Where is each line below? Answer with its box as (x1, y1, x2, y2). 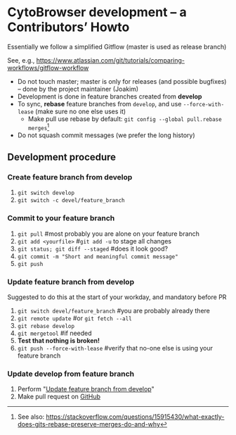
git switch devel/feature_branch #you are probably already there (17, 306, 211, 315)
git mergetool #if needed (17, 329, 93, 337)
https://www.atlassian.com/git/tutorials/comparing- (36, 56, 185, 64)
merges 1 (27, 122, 50, 132)
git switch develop (17, 189, 75, 197)
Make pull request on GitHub (17, 392, 100, 401)
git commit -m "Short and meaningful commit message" (17, 253, 178, 260)
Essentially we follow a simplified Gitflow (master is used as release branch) (7, 42, 227, 51)
